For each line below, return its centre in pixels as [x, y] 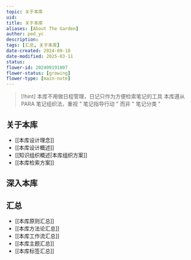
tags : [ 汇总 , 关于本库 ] [33, 46]
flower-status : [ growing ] [38, 73]
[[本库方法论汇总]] [37, 229]
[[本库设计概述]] [35, 147]
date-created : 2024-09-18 [38, 51]
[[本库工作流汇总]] [37, 236]
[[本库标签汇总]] [35, 251]
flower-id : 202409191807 [37, 67]
